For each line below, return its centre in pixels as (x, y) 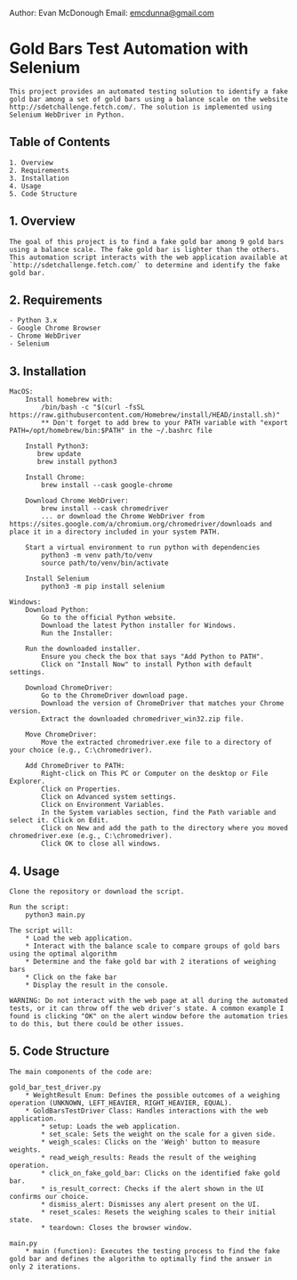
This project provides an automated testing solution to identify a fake (149, 91)
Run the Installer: (77, 633)
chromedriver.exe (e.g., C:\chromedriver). (91, 836)
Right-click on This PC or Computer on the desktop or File (155, 774)
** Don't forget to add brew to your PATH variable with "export (165, 423)
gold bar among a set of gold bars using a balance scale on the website (149, 99)
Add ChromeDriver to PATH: (75, 766)
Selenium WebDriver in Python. (67, 115)
